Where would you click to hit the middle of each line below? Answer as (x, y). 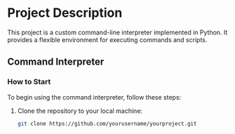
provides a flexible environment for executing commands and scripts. (107, 39)
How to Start (29, 82)
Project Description (65, 13)
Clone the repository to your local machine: (80, 111)
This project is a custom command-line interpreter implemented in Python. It (117, 32)
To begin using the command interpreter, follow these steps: (94, 97)
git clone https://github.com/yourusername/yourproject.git (107, 123)
